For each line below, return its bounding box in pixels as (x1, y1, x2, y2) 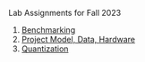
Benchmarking (21, 25, 76, 35)
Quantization (21, 43, 69, 54)
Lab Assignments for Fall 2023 (8, 8, 122, 18)
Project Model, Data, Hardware (21, 35, 136, 44)
